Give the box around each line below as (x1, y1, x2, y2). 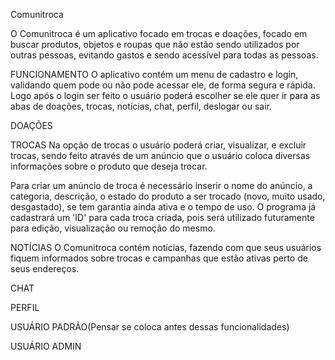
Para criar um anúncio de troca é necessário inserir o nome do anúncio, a (10, 180, 313, 191)
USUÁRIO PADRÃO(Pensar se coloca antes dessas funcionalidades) (10, 321, 290, 333)
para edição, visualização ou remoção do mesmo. (10, 222, 216, 234)
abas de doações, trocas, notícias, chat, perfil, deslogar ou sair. (10, 100, 273, 112)
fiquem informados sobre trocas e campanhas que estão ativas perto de (10, 252, 308, 264)
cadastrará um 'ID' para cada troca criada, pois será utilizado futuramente (10, 212, 315, 223)
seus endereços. (10, 263, 80, 274)
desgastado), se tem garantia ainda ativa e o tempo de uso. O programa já (10, 201, 317, 213)
